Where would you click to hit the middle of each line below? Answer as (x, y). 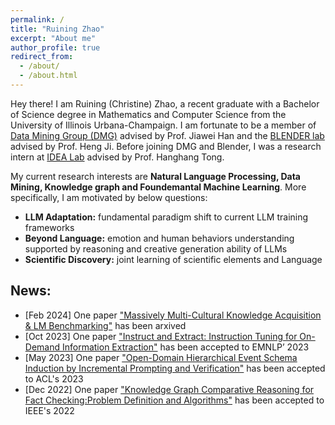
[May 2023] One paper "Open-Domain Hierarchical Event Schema (161, 357)
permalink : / (37, 19)
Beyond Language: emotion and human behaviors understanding (159, 238)
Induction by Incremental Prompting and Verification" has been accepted (175, 368)
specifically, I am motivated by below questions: (109, 197)
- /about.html (48, 76)
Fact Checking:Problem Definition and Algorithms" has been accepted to (174, 400)
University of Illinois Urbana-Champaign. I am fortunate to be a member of (163, 125)
